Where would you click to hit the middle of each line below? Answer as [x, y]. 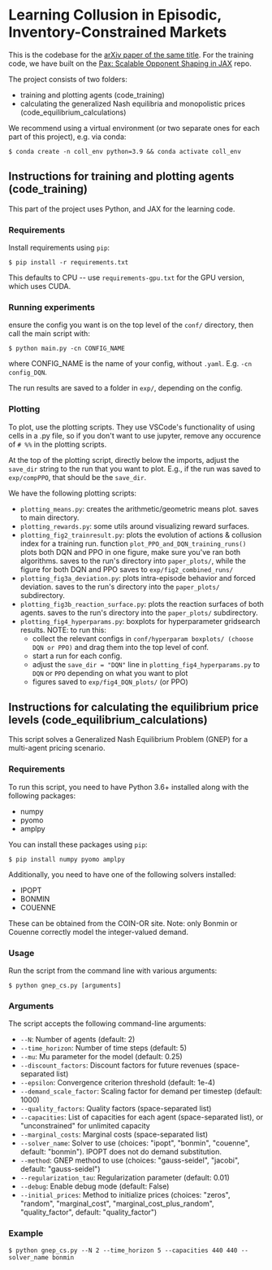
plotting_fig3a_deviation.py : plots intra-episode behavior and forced [138, 578]
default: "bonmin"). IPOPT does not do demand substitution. [121, 1152]
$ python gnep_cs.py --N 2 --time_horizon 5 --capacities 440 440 [123, 1250]
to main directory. [50, 517]
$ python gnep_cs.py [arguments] [65, 986]
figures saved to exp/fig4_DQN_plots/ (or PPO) [110, 682]
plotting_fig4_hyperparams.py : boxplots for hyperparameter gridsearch [140, 621]
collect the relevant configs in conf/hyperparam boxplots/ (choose [143, 638]
